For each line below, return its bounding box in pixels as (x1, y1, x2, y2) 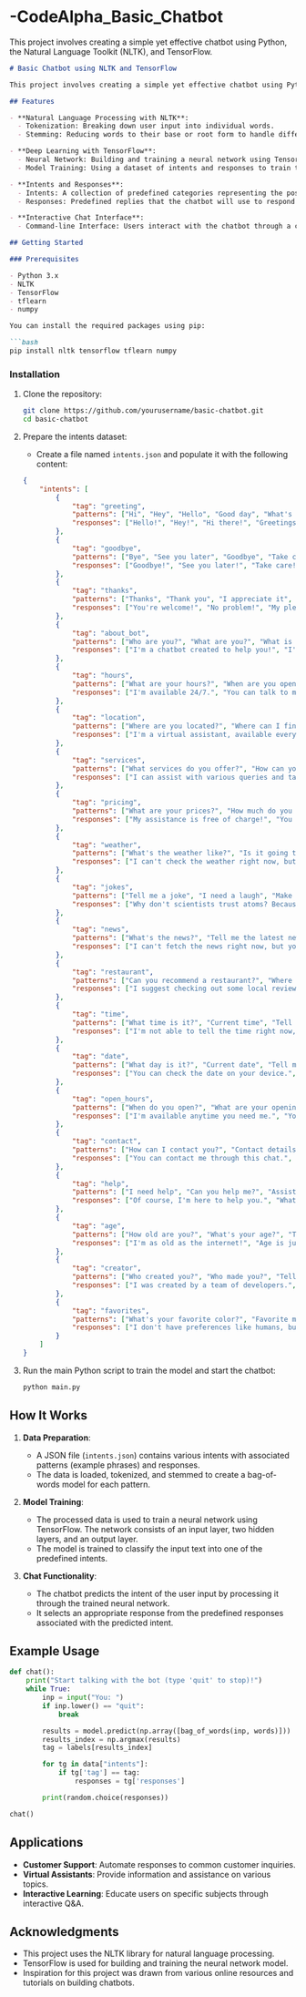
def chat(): (9, 1667, 55, 1677)
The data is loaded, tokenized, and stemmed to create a (36, 1469, 246, 1480)
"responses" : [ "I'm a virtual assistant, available (71, 731, 272, 740)
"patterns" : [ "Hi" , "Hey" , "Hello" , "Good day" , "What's (71, 510, 293, 519)
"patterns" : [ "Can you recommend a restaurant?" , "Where (71, 976, 293, 985)
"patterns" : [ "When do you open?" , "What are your (71, 1102, 269, 1112)
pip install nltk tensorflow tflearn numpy (9, 346, 178, 356)
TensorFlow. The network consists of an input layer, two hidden (36, 1523, 275, 1534)
